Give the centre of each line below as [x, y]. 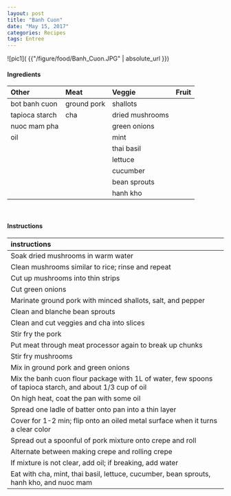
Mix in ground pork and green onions [70, 367]
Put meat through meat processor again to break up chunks [107, 345]
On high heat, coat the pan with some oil [76, 398]
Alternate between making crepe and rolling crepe [92, 451]
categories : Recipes [37, 33]
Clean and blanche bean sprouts [63, 311]
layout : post [26, 13]
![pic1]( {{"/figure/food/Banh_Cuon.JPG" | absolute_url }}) [88, 58]
